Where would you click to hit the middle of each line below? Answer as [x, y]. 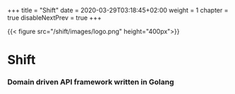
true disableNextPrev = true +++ [55, 18]
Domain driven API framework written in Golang [91, 82]
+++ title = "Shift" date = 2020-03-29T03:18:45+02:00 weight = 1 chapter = [118, 10]
